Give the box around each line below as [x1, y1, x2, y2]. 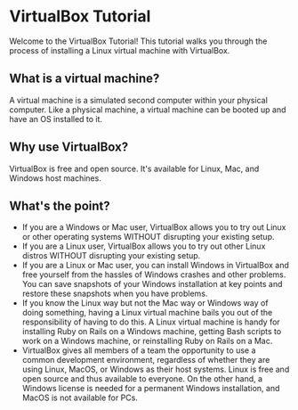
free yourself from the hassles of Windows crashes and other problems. [21, 269, 286, 280]
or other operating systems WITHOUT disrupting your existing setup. [21, 232, 275, 242]
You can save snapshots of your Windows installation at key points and [21, 279, 283, 290]
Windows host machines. [9, 172, 102, 184]
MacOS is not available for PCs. [21, 392, 138, 403]
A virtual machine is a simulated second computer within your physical [9, 94, 269, 105]
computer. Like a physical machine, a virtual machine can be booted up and [9, 104, 286, 115]
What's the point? [9, 198, 111, 213]
